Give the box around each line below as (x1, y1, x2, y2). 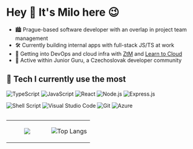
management (15, 35, 48, 42)
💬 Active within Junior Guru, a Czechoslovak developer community (15, 56, 182, 64)
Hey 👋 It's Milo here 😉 (6, 5, 120, 19)
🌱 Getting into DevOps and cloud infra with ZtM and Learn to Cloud (15, 50, 183, 57)
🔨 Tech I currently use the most (6, 74, 126, 84)
